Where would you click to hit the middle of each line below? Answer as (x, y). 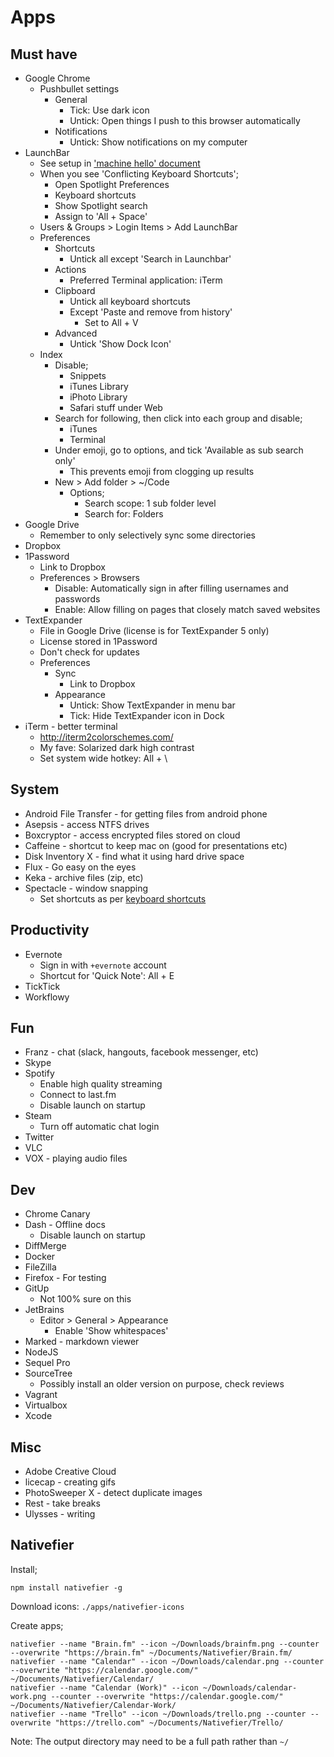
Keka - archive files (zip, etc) (84, 877)
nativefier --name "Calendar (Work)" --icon (104, 1687)
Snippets (88, 375)
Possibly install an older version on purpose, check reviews (162, 1384)
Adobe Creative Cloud (70, 1472)
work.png (28, 1696)
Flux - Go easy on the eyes (80, 867)
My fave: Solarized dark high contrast (117, 747)
